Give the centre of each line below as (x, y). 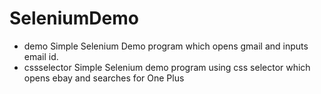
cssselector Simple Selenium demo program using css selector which (167, 67)
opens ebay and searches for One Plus (104, 78)
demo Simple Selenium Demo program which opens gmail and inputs (166, 46)
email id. (41, 56)
